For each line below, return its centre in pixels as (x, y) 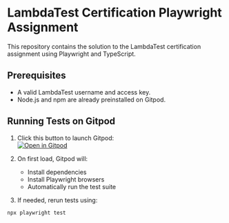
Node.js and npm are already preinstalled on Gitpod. (91, 99)
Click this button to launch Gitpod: (66, 138)
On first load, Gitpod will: (52, 158)
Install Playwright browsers (66, 179)
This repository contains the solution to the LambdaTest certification (104, 46)
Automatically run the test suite (72, 186)
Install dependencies (57, 172)
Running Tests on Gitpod (61, 121)
